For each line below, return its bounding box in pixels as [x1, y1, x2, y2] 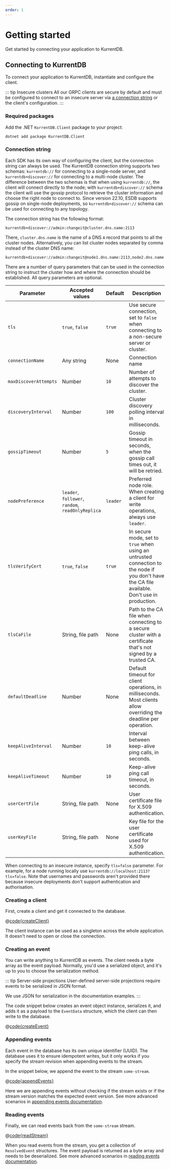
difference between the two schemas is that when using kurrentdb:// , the [5, 179, 160, 185]
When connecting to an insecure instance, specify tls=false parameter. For [5, 862, 163, 868]
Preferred [129, 475, 152, 482]
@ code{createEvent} [5, 1023, 49, 1029]
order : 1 [5, 7, 24, 13]
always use [129, 513, 156, 520]
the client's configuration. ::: [5, 100, 64, 106]
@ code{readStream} [5, 1133, 49, 1139]
